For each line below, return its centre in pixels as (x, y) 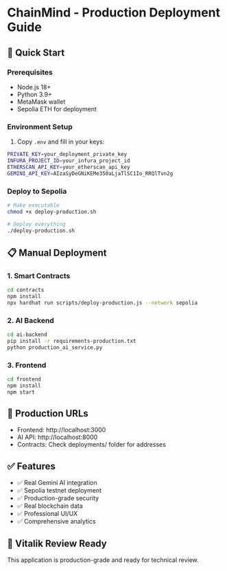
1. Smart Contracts (39, 276)
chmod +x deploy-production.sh (52, 212)
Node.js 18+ (34, 87)
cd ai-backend (27, 335)
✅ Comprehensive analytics (56, 522)
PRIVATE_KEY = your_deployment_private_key (67, 155)
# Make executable (33, 205)
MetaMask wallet (41, 102)
